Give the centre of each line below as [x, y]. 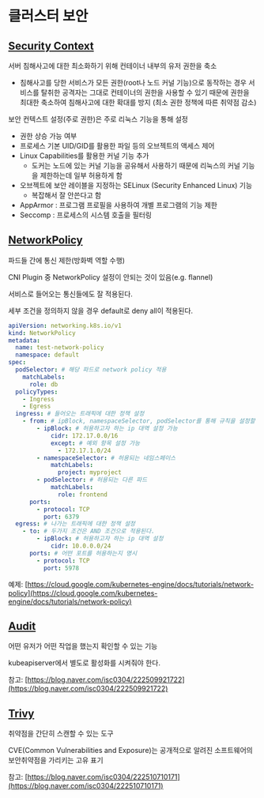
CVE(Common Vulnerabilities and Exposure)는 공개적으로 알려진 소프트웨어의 [130, 751]
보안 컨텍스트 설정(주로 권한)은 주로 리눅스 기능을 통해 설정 [98, 119]
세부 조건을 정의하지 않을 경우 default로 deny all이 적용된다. [101, 311]
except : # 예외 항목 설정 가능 [95, 443]
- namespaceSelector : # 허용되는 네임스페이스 [106, 458]
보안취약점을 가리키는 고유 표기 [56, 760]
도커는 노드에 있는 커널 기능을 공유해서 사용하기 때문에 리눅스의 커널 [136, 166]
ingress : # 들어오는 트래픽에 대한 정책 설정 [80, 414]
